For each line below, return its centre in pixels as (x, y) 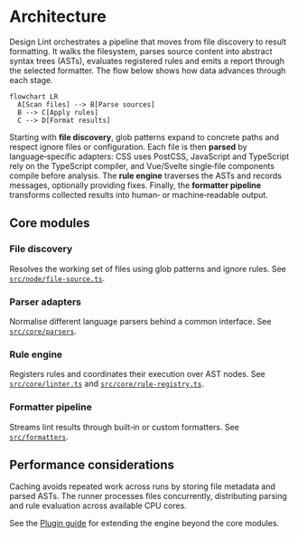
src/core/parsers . (43, 331)
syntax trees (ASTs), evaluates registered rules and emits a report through (147, 61)
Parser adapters (46, 302)
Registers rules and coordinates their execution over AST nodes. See (137, 374)
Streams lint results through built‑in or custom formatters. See (124, 427)
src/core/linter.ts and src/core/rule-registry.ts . (107, 384)
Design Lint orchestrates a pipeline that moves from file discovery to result (148, 42)
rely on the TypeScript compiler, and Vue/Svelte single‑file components (142, 165)
